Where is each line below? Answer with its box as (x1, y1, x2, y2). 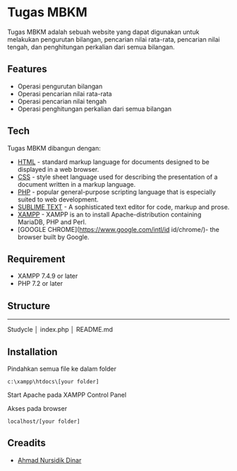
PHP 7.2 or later (17, 279, 63, 288)
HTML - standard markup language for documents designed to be (17, 157, 209, 166)
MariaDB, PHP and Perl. (17, 217, 87, 226)
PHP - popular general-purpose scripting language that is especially (17, 187, 217, 196)
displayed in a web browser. (17, 165, 99, 173)
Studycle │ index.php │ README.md (7, 325, 114, 334)
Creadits (7, 437, 46, 449)
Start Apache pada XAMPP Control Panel (7, 390, 127, 399)
